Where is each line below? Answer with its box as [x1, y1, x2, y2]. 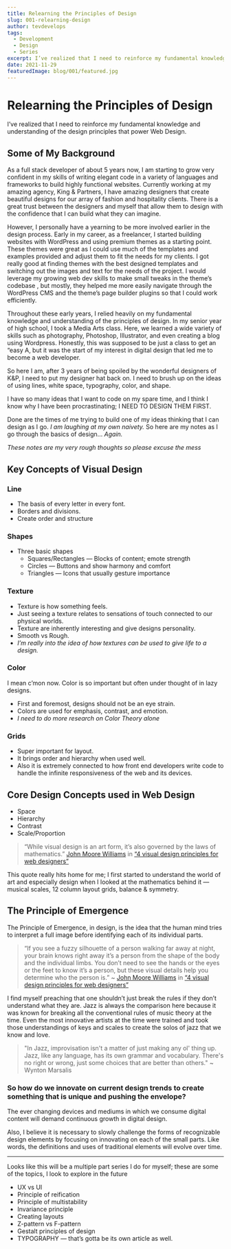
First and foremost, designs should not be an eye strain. [16, 699, 175, 708]
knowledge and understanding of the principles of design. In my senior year [7, 317, 222, 325]
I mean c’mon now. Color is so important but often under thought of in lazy [7, 679, 218, 687]
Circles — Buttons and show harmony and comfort [27, 562, 171, 570]
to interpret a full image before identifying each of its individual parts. [7, 931, 203, 939]
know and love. [7, 1031, 50, 1039]
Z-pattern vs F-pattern [16, 1220, 81, 1228]
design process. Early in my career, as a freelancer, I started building [7, 230, 201, 238]
